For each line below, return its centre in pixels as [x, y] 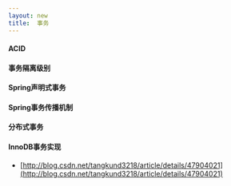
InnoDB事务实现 [35, 147]
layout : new [28, 16]
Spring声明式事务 [37, 88]
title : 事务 [29, 23]
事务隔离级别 [29, 68]
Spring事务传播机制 [41, 107]
